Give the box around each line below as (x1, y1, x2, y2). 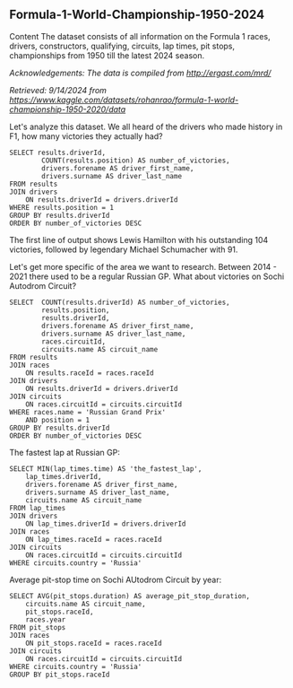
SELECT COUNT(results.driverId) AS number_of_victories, (9, 298, 230, 307)
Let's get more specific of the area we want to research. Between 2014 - (9, 261, 278, 272)
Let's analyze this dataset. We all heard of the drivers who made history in (9, 121, 283, 132)
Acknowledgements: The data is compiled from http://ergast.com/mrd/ (9, 67, 271, 78)
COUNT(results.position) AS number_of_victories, (41, 156, 230, 165)
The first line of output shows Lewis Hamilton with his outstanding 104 (9, 234, 269, 245)
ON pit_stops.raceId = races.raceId (25, 639, 163, 648)
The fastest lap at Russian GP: (9, 447, 121, 457)
